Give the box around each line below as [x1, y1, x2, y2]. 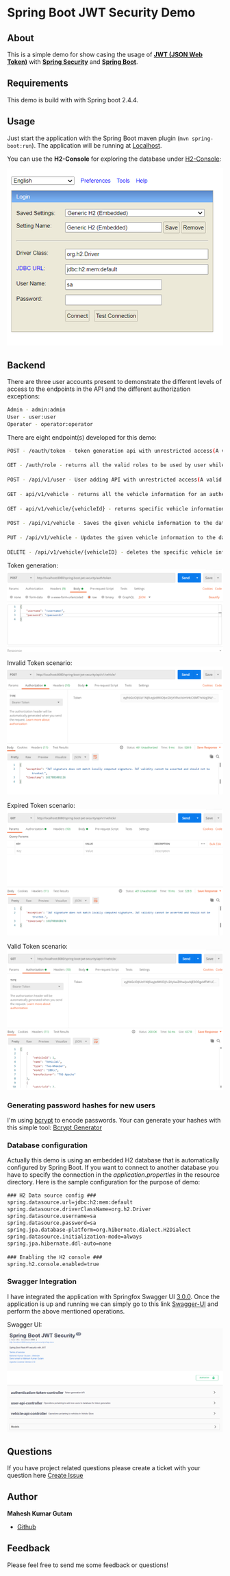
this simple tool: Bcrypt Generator [7, 1123, 103, 1132]
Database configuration [7, 1140, 88, 1150]
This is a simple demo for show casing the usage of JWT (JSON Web [7, 50, 203, 58]
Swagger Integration [7, 1276, 77, 1286]
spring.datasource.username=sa [7, 1213, 97, 1220]
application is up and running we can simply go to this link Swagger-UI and [7, 1300, 218, 1308]
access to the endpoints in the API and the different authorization [7, 385, 191, 393]
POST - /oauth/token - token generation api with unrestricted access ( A [7, 447, 219, 454]
